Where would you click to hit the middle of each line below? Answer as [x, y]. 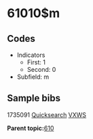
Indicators [31, 55]
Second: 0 [41, 69]
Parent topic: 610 [31, 128]
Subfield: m [33, 77]
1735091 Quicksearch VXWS [47, 114]
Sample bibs [34, 98]
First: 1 [36, 62]
